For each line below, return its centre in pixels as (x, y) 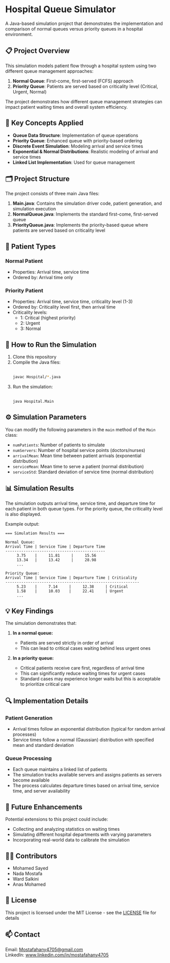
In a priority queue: (33, 658)
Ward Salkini (26, 879)
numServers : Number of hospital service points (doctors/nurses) (79, 450)
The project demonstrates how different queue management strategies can (84, 101)
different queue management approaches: (49, 71)
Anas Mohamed (29, 884)
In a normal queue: (33, 633)
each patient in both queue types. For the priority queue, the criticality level (84, 508)
